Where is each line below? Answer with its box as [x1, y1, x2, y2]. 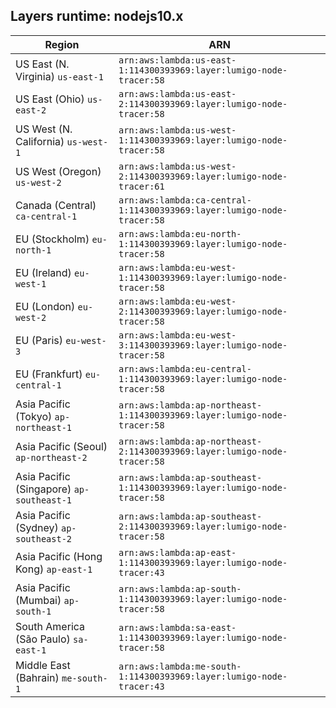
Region [44, 37, 80, 51]
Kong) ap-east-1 [15, 562, 93, 576]
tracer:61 [118, 180, 165, 192]
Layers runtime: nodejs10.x [10, 8, 184, 25]
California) [15, 134, 65, 148]
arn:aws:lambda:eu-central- [118, 363, 252, 374]
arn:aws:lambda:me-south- [118, 660, 242, 672]
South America [15, 619, 86, 633]
